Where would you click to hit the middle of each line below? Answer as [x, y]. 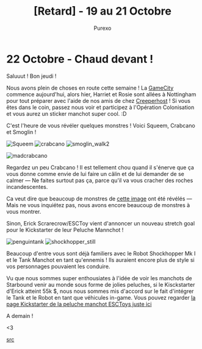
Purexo [103, 28]
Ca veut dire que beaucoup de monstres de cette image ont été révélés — [99, 199]
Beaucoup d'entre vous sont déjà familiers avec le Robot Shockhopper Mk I [101, 253]
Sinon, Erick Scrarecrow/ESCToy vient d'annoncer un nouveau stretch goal [101, 223]
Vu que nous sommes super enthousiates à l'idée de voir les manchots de [99, 278]
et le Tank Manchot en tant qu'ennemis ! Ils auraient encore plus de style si [100, 259]
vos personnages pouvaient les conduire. [58, 266]
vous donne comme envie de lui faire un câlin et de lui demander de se [95, 174]
